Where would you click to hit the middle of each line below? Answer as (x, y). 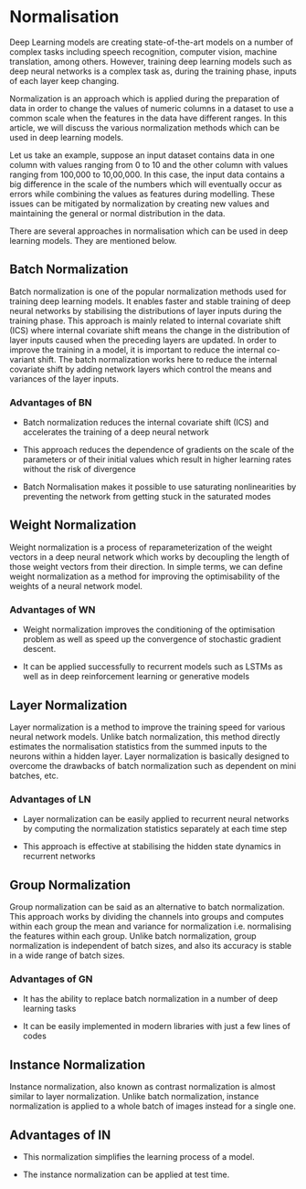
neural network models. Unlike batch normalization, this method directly (145, 736)
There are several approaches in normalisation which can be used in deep (149, 231)
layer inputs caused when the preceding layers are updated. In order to (143, 340)
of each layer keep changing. (64, 80)
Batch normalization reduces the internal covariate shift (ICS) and (146, 423)
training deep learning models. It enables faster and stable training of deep (150, 301)
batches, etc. (34, 775)
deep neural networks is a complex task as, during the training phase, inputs (153, 71)
